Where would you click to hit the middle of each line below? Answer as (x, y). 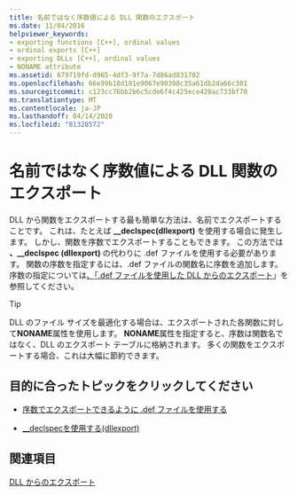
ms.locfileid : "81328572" (57, 125)
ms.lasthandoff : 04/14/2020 (61, 116)
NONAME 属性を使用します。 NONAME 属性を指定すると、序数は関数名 (147, 333)
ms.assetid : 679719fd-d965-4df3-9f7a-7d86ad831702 (105, 75)
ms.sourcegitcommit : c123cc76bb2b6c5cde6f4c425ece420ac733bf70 (129, 91)
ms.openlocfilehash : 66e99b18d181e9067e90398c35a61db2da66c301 (129, 83)
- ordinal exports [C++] (55, 51)
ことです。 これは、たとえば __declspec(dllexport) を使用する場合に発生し (146, 231)
